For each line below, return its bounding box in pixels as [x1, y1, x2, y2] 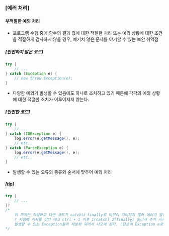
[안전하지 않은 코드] [5, 49, 44, 55]
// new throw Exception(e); [14, 75, 73, 81]
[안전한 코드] [5, 109, 30, 115]
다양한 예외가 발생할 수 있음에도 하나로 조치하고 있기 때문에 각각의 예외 [12, 90, 151, 96]
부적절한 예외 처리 [5, 18, 40, 24]
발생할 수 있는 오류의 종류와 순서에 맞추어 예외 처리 [12, 169, 112, 175]
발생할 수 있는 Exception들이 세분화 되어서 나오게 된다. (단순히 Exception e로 [14, 221, 163, 227]
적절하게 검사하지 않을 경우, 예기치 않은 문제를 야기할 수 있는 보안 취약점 [18, 36, 159, 42]
